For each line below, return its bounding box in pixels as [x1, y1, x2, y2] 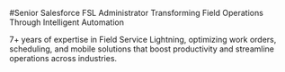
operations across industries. [9, 53, 118, 63]
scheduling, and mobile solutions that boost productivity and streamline [9, 44, 274, 54]
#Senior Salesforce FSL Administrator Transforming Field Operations [9, 8, 263, 18]
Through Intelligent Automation [9, 17, 124, 28]
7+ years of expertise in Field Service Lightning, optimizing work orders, [9, 35, 277, 44]
